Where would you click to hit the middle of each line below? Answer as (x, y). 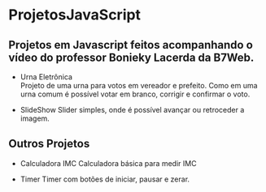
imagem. (35, 118)
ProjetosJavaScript (74, 15)
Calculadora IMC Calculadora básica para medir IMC (108, 163)
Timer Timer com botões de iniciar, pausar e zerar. (105, 179)
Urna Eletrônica (46, 77)
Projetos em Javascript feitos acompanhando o (131, 45)
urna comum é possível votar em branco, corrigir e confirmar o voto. (135, 94)
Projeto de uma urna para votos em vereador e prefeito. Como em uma (139, 85)
